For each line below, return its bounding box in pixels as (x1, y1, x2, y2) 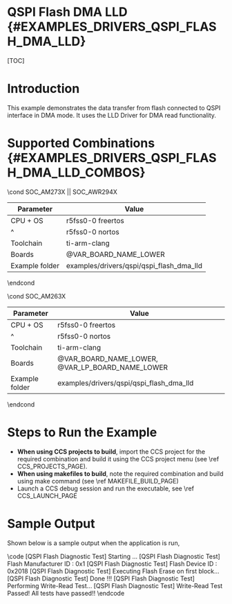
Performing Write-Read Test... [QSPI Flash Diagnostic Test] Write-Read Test (7, 581, 223, 589)
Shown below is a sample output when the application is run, (7, 538, 180, 547)
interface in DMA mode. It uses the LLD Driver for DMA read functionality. (7, 111, 216, 119)
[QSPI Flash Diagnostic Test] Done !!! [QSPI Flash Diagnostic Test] (7, 574, 195, 583)
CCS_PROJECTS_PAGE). (17, 462, 88, 470)
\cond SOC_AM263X (7, 292, 66, 300)
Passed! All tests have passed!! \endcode (7, 589, 125, 597)
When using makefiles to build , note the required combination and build (17, 469, 224, 478)
